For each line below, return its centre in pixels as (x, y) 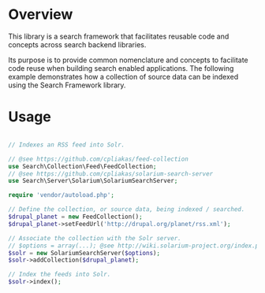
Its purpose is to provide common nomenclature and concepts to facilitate (128, 60)
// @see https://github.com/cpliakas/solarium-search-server (111, 174)
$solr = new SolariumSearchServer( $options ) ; (84, 253)
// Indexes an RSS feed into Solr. (67, 145)
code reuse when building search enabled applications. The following (121, 68)
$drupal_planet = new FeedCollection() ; (76, 217)
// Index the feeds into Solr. (60, 274)
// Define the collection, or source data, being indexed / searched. (127, 210)
